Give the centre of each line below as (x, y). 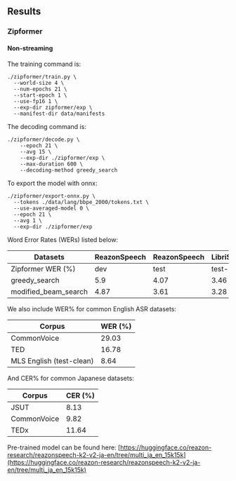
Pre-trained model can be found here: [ (64, 447)
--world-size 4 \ (39, 83)
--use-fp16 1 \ (36, 101)
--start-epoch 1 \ (41, 95)
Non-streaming (30, 48)
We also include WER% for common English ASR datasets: (92, 309)
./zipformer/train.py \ (42, 76)
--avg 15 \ (36, 151)
